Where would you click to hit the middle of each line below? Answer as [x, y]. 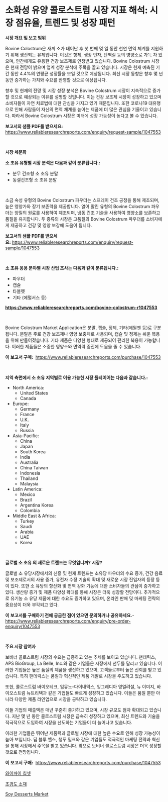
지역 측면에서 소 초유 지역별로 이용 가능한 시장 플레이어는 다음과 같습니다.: [76, 377]
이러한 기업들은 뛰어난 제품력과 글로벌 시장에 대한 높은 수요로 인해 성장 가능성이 [83, 733]
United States [34, 393]
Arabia [27, 532]
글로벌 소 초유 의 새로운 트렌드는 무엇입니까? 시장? [54, 562]
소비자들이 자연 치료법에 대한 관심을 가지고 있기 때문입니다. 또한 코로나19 [76, 103]
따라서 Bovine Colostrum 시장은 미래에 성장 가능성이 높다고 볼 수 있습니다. [85, 116]
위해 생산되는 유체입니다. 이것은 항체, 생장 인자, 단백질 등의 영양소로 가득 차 [84, 55]
